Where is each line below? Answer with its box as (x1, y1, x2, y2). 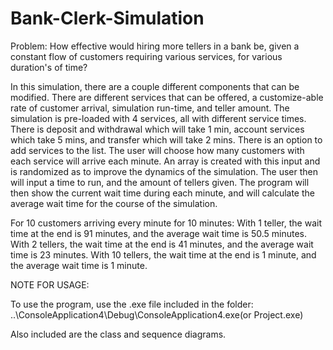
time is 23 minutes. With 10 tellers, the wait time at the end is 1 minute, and (10, 248, 317, 261)
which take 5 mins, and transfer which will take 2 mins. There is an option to (10, 133, 323, 146)
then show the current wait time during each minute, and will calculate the (10, 187, 315, 199)
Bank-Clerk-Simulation (10, 7, 205, 30)
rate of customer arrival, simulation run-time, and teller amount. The (10, 102, 290, 114)
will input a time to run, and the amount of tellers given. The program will (10, 176, 310, 188)
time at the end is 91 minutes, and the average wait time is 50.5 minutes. (10, 227, 308, 239)
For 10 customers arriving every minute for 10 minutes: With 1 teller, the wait (10, 217, 322, 229)
